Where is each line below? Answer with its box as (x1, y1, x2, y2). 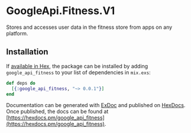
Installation (6, 47, 48, 57)
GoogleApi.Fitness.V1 (6, 4, 115, 18)
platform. (6, 29, 28, 36)
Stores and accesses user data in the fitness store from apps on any (6, 24, 173, 31)
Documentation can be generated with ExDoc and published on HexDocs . (6, 102, 186, 109)
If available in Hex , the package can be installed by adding (6, 62, 148, 69)
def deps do (6, 80, 35, 86)
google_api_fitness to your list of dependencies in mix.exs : (6, 69, 151, 76)
